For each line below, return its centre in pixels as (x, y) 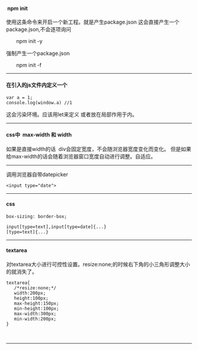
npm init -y (29, 41)
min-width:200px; (35, 319)
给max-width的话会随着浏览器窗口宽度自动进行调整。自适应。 (81, 156)
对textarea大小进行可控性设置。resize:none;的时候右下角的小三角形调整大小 (98, 265)
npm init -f (29, 65)
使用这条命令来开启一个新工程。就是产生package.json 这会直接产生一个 (93, 22)
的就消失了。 (22, 272)
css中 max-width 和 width (39, 135)
